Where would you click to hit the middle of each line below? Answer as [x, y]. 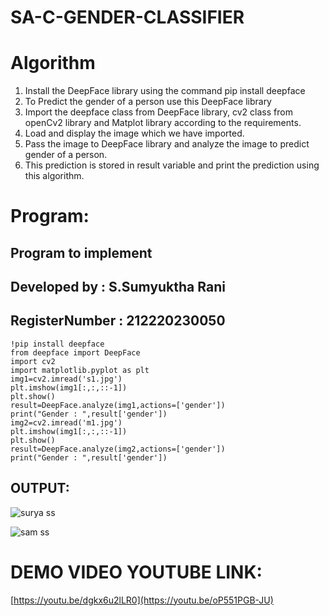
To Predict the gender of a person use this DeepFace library [148, 102]
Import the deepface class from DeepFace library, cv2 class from [158, 112]
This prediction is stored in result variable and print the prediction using [172, 165]
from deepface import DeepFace [75, 352]
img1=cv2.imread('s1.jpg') [66, 379]
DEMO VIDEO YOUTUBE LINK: [136, 572]
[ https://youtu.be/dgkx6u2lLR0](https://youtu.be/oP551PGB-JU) [142, 600]
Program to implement [81, 252]
